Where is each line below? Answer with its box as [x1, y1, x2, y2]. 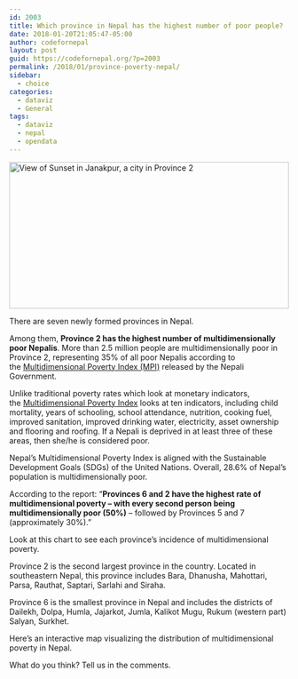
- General [17, 104, 53, 113]
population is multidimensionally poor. [9, 471, 148, 482]
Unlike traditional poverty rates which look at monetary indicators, [9, 387, 250, 398]
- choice [17, 79, 50, 88]
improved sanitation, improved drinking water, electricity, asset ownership [9, 416, 279, 427]
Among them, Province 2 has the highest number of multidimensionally [9, 332, 277, 343]
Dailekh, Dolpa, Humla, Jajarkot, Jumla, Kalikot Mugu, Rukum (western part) [9, 606, 286, 617]
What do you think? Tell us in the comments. [9, 659, 171, 670]
